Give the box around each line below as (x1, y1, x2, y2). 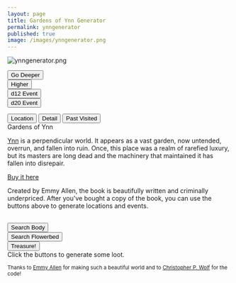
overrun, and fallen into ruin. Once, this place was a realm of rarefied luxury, (7, 144, 230, 152)
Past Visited (66, 115, 98, 123)
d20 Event (11, 99, 38, 107)
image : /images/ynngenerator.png (7, 37, 106, 44)
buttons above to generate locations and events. (7, 201, 149, 210)
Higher (11, 81, 29, 89)
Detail (42, 115, 58, 123)
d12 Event (11, 90, 38, 98)
